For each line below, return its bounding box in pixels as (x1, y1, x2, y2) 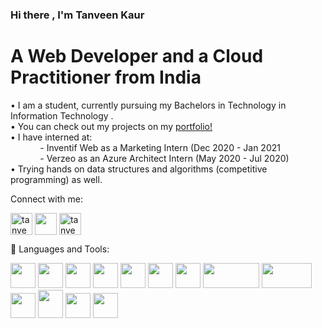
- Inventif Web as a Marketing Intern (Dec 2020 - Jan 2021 (39, 141, 281, 153)
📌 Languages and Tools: (10, 243, 110, 255)
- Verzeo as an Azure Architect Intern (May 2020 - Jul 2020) (39, 152, 290, 164)
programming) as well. (10, 173, 103, 185)
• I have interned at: (10, 131, 93, 143)
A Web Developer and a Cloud (10, 45, 264, 68)
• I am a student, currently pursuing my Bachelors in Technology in (10, 99, 287, 111)
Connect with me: (10, 193, 83, 205)
